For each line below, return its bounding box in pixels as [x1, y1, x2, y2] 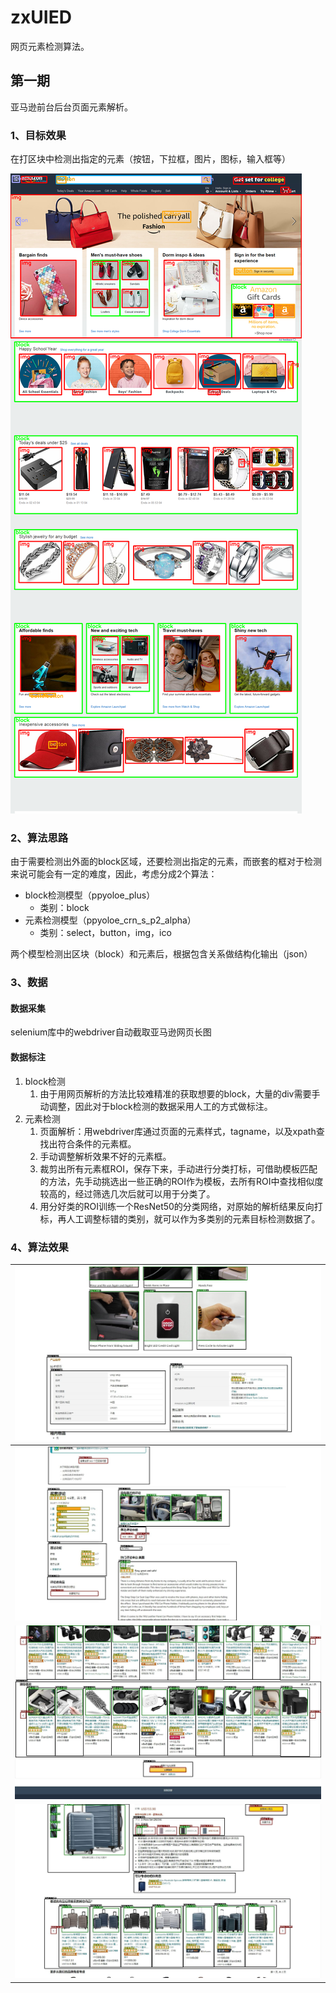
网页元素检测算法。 [10, 40, 90, 52]
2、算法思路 [10, 831, 69, 845]
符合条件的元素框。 [57, 1137, 137, 1150]
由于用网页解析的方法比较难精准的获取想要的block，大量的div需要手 [39, 1087, 321, 1100]
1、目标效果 [10, 128, 67, 142]
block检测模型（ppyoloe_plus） [24, 889, 156, 901]
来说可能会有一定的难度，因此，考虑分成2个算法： [10, 868, 218, 880]
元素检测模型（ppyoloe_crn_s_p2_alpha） [24, 914, 197, 926]
